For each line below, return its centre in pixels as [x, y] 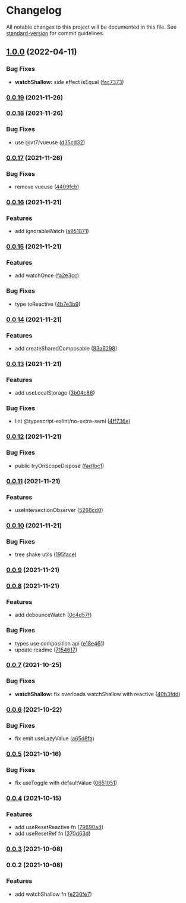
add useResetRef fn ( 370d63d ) [53, 834]
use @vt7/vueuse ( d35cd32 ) [50, 142]
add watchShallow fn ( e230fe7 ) [53, 894]
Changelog [34, 10]
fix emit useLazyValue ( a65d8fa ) [55, 738]
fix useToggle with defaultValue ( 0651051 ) [66, 783]
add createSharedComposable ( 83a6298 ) [66, 348]
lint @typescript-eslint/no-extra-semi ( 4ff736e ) [72, 421]
